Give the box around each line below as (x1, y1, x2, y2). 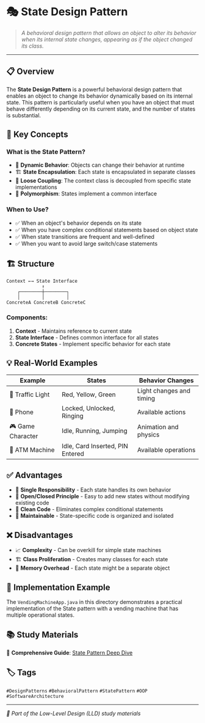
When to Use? (6, 205, 49, 214)
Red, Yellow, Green (62, 390, 116, 399)
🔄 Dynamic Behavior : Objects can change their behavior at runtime (15, 161, 185, 169)
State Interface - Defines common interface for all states (15, 333, 159, 341)
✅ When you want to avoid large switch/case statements (15, 239, 158, 247)
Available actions (137, 407, 186, 416)
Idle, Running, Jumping (62, 427, 128, 435)
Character (9, 432, 38, 440)
